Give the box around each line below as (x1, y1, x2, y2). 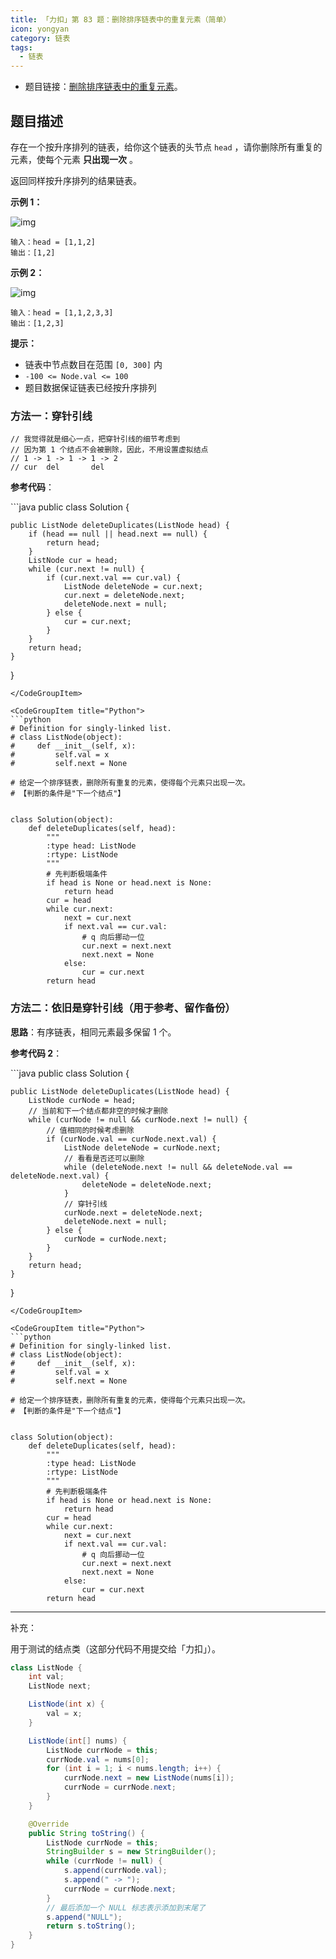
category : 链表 (10, 33, 71, 43)
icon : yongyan (10, 24, 70, 34)
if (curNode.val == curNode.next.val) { (46, 1134, 217, 1144)
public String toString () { (28, 1828, 145, 1838)
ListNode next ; (28, 1681, 92, 1691)
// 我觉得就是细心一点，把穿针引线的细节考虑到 (10, 434, 181, 445)
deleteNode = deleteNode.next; (81, 1179, 213, 1190)
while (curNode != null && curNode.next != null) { (28, 1114, 248, 1125)
